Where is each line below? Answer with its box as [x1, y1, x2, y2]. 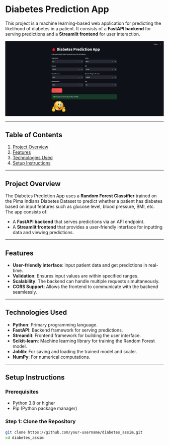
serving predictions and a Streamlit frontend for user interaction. [5, 31, 140, 37]
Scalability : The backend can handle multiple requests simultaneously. [12, 279, 160, 285]
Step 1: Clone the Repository [5, 418, 76, 425]
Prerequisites [5, 388, 39, 396]
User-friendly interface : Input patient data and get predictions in [12, 262, 147, 268]
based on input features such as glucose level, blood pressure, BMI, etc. [5, 203, 155, 210]
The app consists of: [5, 209, 48, 215]
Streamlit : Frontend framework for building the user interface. [12, 332, 141, 339]
